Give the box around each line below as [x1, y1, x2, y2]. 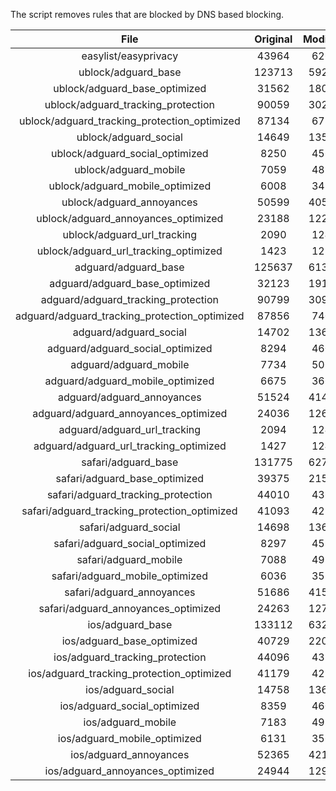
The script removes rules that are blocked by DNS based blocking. [10, 9, 285, 20]
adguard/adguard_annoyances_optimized [32, 407, 228, 420]
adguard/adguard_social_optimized [47, 342, 213, 355]
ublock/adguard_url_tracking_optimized [36, 244, 223, 258]
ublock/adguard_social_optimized [51, 147, 209, 160]
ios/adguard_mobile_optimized [57, 732, 202, 745]
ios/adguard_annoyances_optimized [44, 764, 215, 778]
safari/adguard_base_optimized [55, 472, 205, 485]
